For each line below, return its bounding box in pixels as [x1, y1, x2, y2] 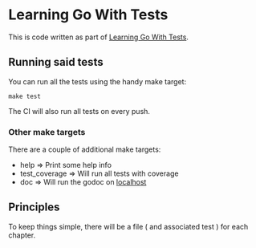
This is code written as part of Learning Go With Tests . [8, 32, 189, 42]
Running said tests [8, 55, 104, 69]
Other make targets [8, 126, 86, 137]
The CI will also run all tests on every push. [8, 106, 151, 116]
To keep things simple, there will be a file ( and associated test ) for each [8, 222, 249, 231]
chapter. [8, 230, 36, 240]
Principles [8, 201, 60, 214]
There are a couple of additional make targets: [8, 144, 161, 154]
